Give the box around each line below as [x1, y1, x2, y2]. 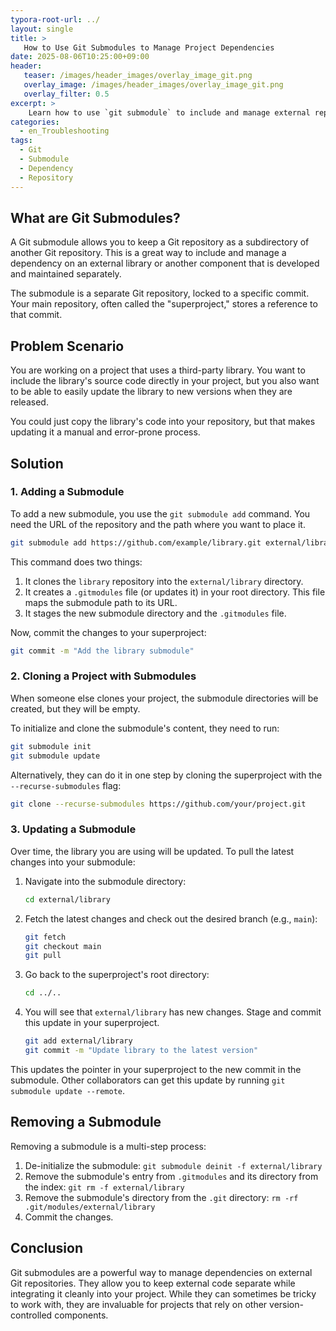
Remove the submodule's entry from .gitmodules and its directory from [24, 1170, 319, 1182]
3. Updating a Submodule [10, 822, 137, 836]
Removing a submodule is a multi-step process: [10, 1140, 207, 1152]
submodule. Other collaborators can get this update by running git [10, 1074, 286, 1086]
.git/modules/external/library [24, 1202, 156, 1212]
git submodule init [10, 741, 92, 751]
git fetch [24, 932, 67, 942]
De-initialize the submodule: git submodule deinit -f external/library [24, 1159, 323, 1171]
